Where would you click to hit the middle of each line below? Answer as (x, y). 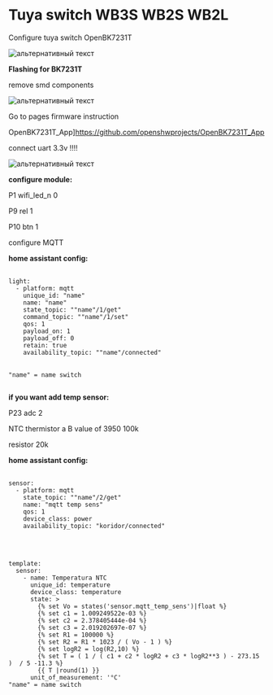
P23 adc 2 (26, 413)
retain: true (45, 345)
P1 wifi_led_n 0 (33, 195)
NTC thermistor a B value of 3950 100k (74, 428)
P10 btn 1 (24, 226)
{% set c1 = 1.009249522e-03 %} (93, 613)
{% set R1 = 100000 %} (76, 635)
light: (19, 281)
